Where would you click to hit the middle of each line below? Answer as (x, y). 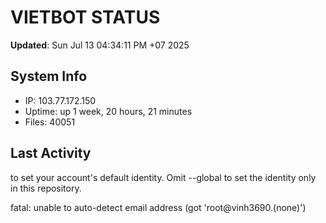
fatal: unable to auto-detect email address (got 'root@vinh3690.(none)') (158, 207)
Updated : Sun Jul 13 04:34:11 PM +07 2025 (100, 45)
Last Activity (51, 153)
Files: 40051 (50, 122)
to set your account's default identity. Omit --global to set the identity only (163, 177)
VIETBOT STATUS (85, 17)
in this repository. (46, 188)
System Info (49, 76)
